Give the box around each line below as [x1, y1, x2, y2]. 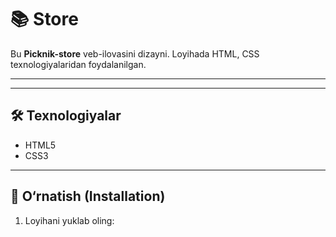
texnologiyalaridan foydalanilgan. [10, 58, 147, 70]
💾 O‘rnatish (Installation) [10, 188, 166, 205]
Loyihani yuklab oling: [24, 214, 115, 226]
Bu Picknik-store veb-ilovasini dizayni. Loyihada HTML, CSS [10, 47, 260, 60]
